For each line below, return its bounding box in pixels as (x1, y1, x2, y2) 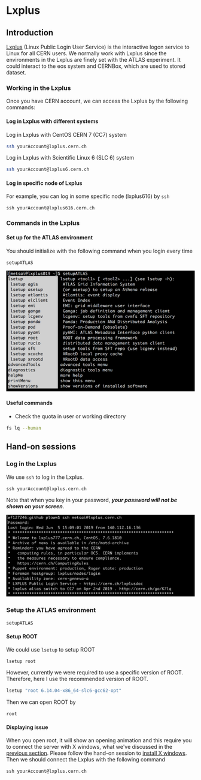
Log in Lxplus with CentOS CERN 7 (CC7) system (6, 131, 127, 138)
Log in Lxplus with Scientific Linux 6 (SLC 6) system (6, 154, 135, 161)
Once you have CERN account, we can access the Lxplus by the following (6, 97, 188, 105)
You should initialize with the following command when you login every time (6, 247, 193, 254)
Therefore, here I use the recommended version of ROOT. (6, 676, 148, 683)
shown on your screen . (6, 502, 65, 510)
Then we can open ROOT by (6, 698, 76, 706)
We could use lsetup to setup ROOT (6, 646, 96, 653)
